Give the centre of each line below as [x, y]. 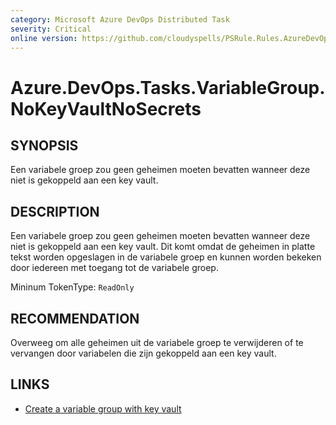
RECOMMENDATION [75, 318]
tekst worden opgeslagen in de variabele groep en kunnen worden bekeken [166, 257]
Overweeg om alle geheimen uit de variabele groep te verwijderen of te [157, 342]
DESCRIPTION [55, 211]
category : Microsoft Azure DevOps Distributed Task [120, 19]
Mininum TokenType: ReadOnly [72, 287]
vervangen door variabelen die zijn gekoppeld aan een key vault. [143, 353]
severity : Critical [51, 29]
